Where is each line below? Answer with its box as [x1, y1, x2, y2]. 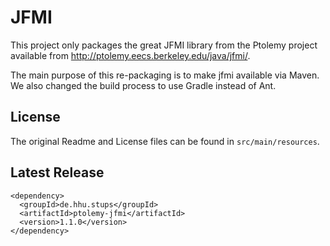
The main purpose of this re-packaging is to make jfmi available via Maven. [10, 69, 320, 81]
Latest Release [10, 164, 105, 181]
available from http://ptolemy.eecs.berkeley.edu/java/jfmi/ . [10, 49, 251, 61]
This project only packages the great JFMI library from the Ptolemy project [10, 39, 318, 51]
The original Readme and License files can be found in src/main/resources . [10, 135, 320, 147]
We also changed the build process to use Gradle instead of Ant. [10, 79, 277, 91]
